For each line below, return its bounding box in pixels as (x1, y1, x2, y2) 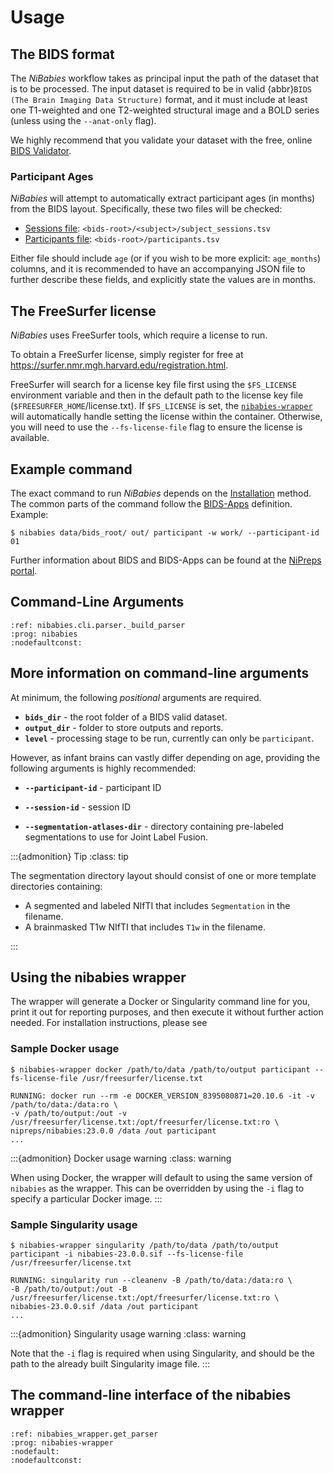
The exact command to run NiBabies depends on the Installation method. (10, 487, 312, 499)
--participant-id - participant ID (24, 781, 162, 793)
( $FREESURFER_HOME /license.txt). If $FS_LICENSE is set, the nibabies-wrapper (10, 400, 313, 412)
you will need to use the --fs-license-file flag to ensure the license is (10, 421, 303, 433)
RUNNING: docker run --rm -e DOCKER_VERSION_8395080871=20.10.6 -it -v (10, 1091, 315, 1101)
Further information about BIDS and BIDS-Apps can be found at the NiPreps (10, 554, 322, 566)
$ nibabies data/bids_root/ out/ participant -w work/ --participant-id (10, 527, 320, 538)
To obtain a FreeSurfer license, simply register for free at (10, 349, 244, 361)
